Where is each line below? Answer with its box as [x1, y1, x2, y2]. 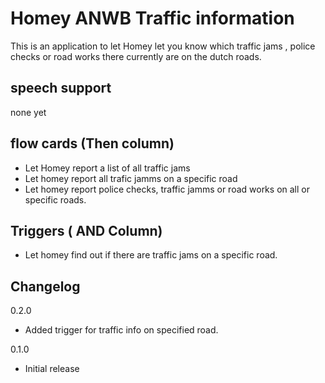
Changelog [10, 278, 81, 295]
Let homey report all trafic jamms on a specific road [24, 172, 238, 184]
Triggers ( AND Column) [10, 222, 163, 239]
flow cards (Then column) [10, 135, 175, 152]
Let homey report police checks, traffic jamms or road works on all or [24, 183, 310, 195]
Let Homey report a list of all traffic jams [24, 162, 191, 174]
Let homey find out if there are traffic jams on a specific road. [24, 249, 278, 261]
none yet [10, 106, 47, 118]
